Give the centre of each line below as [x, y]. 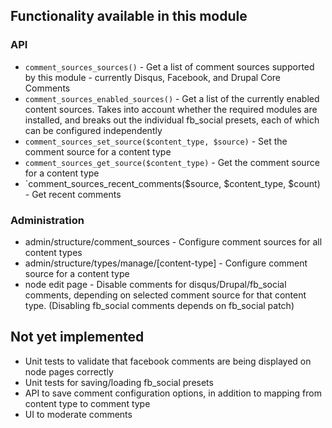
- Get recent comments [73, 194]
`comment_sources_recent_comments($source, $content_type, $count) [172, 183]
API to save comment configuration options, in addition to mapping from [173, 393]
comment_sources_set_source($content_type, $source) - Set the [156, 141]
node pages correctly [69, 371]
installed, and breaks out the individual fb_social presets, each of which [172, 120]
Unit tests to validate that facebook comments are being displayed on [168, 361]
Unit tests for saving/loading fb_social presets [119, 382]
